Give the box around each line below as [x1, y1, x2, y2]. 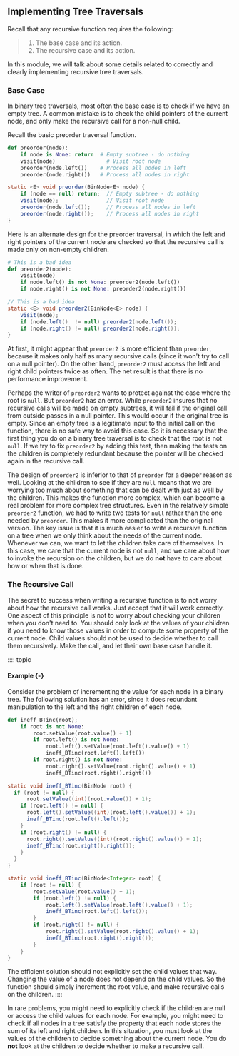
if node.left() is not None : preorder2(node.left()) [20, 278, 180, 286]
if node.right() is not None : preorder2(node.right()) [20, 286, 187, 293]
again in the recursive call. [7, 457, 85, 466]
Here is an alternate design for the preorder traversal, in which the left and [7, 230, 226, 238]
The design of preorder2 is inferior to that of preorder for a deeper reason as [7, 471, 233, 479]
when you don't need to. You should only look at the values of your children [7, 618, 230, 627]
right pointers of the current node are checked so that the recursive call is [7, 237, 225, 246]
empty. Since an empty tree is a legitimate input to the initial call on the [7, 419, 215, 428]
